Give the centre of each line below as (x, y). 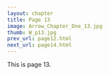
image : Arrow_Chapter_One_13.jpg (55, 26)
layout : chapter (30, 13)
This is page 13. (29, 64)
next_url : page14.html (39, 45)
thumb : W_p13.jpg (32, 32)
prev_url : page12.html (39, 39)
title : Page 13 (29, 20)
